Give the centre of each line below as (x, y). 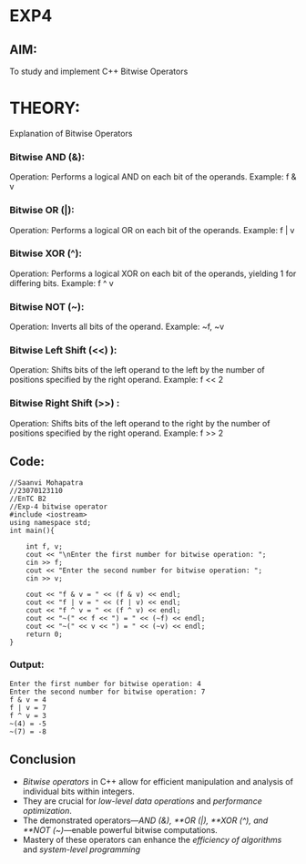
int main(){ (32, 530)
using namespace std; (51, 522)
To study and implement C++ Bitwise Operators (99, 71)
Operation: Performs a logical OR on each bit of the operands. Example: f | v (152, 230)
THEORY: (45, 108)
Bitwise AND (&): (47, 157)
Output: (27, 664)
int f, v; (45, 546)
